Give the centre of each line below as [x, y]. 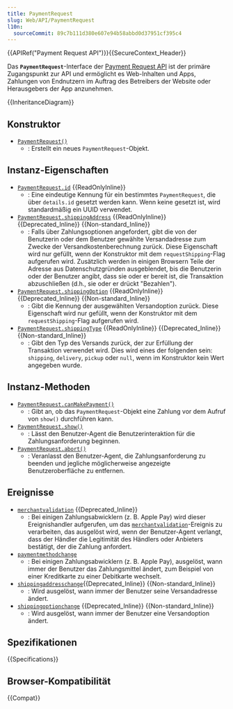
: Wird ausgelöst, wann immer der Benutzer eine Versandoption [119, 613]
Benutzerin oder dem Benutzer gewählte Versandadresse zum [117, 239]
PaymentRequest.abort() [52, 449]
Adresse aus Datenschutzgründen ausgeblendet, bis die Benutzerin [124, 269]
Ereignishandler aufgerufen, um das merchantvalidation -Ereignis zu [125, 524]
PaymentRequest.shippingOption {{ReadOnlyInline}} [90, 291]
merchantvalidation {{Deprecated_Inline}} [77, 509]
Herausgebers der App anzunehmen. [60, 89]
